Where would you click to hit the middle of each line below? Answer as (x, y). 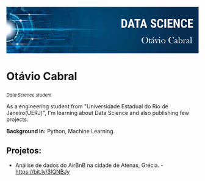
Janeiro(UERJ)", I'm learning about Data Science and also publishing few (98, 113)
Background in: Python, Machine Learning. (61, 131)
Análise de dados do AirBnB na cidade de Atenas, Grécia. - (89, 165)
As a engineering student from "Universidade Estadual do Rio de (88, 106)
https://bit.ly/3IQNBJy (42, 172)
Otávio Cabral (42, 76)
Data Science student (29, 95)
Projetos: (24, 150)
